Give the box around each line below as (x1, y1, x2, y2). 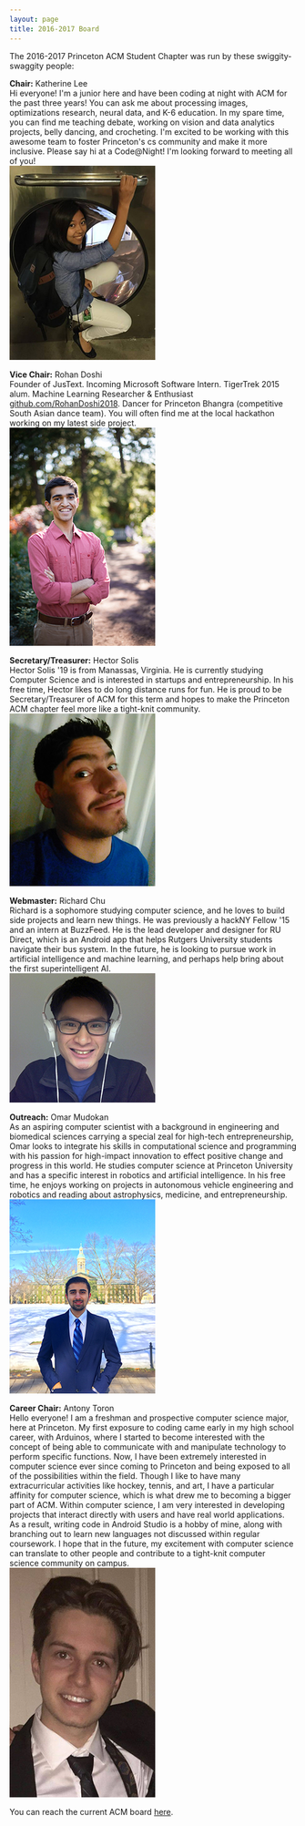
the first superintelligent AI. (9, 962, 111, 974)
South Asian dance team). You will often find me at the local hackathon (9, 407, 275, 418)
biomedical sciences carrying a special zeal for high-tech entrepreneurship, (9, 1131, 294, 1142)
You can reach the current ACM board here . (9, 1806, 174, 1817)
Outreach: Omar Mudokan (9, 1112, 109, 1123)
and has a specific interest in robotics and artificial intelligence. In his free (9, 1169, 286, 1180)
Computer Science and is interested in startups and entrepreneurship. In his (9, 674, 294, 685)
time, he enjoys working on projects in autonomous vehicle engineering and (9, 1179, 294, 1190)
